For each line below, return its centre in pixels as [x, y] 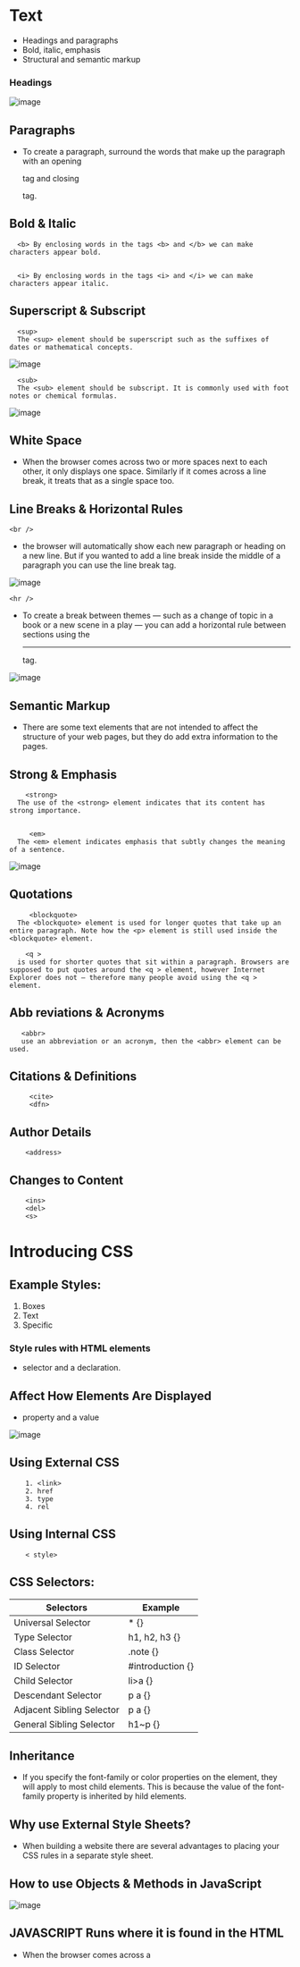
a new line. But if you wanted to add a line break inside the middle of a [151, 556]
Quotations [41, 895]
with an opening [52, 161]
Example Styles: [55, 1284]
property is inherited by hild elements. [117, 1796]
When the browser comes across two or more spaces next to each [145, 462]
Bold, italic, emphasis [61, 49]
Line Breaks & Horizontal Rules [96, 509]
